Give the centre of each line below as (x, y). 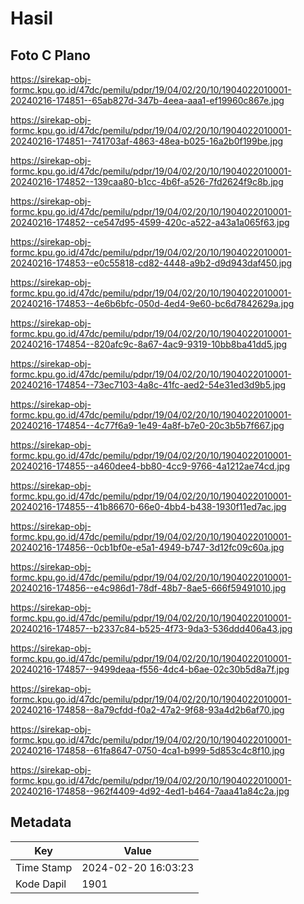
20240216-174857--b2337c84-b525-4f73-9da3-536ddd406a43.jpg (151, 628)
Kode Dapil (41, 884)
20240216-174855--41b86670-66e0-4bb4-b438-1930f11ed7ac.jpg (148, 506)
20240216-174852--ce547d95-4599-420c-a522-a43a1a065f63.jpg (150, 222)
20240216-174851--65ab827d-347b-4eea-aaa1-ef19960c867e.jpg (147, 100)
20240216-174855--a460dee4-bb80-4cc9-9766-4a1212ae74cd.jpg (150, 466)
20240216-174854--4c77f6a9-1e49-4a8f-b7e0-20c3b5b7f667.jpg (147, 425)
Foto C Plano (50, 55)
